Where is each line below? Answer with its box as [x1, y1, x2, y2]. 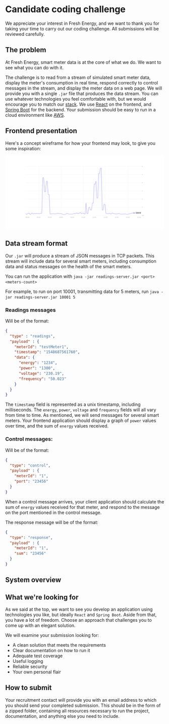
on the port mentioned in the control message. [5, 509, 102, 516]
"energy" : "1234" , [18, 360, 58, 365]
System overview [5, 576, 62, 584]
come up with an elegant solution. [5, 622, 76, 628]
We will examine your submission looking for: [5, 632, 99, 638]
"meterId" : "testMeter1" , [14, 344, 69, 350]
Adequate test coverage [12, 653, 63, 659]
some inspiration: [5, 145, 41, 151]
